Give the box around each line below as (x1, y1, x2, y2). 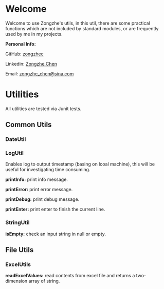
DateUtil (5, 136, 26, 143)
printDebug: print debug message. (5, 196, 80, 202)
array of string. (28, 278, 60, 284)
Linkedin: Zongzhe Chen (5, 60, 58, 67)
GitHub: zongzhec (5, 51, 44, 57)
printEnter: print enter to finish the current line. (5, 206, 105, 213)
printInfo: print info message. (5, 176, 68, 182)
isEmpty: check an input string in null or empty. (5, 231, 106, 237)
